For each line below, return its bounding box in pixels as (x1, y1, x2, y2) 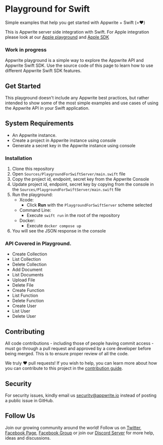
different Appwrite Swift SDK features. (5, 68, 82, 74)
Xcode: (19, 197, 34, 203)
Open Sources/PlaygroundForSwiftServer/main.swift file (12, 171, 126, 177)
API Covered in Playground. (5, 240, 72, 247)
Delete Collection (12, 262, 47, 268)
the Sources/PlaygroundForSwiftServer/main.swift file (12, 187, 121, 193)
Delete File (12, 282, 34, 288)
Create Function (12, 288, 45, 293)
